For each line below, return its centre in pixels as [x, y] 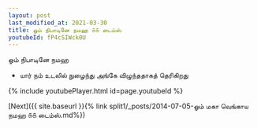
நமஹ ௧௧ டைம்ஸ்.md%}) [47, 115]
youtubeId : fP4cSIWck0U [47, 37]
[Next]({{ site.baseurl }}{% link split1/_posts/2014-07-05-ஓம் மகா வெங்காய [128, 106]
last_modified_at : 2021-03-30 [58, 23]
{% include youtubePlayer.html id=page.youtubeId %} [96, 91]
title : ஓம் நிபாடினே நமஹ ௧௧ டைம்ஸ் [65, 30]
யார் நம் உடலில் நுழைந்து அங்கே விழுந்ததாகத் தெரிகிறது [104, 75]
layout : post [30, 15]
